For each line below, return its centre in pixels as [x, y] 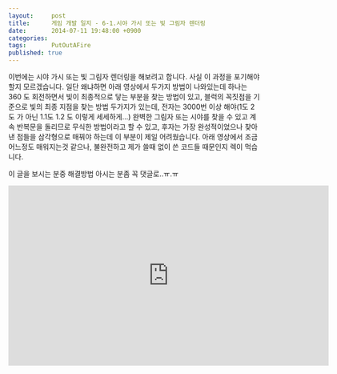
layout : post [37, 16]
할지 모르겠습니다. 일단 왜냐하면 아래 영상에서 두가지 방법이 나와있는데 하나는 [128, 86]
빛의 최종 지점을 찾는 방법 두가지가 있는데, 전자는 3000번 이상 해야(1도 [139, 107]
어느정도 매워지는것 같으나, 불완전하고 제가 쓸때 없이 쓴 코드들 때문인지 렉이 [126, 147]
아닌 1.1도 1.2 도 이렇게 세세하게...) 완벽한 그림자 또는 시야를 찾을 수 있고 [136, 117]
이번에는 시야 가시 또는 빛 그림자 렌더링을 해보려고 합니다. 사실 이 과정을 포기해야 [134, 76]
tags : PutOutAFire [50, 46]
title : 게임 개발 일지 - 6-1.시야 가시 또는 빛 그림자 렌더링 [107, 23]
